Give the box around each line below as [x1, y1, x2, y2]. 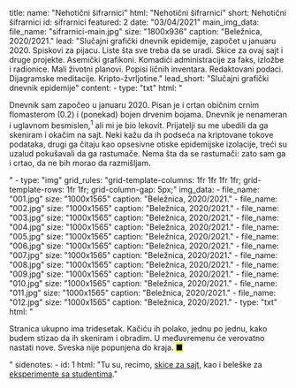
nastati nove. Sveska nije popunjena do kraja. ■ [9, 342, 184, 353]
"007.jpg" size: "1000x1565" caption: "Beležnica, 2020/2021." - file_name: [9, 249, 278, 260]
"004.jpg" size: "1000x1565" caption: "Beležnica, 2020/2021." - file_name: [9, 221, 280, 232]
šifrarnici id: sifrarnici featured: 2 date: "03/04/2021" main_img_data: [9, 17, 260, 27]
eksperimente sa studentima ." [9, 369, 118, 379]
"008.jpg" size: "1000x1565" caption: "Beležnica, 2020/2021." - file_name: [9, 259, 280, 270]
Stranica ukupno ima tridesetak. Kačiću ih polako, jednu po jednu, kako [9, 323, 268, 334]
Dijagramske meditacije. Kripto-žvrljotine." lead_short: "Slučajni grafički [9, 73, 269, 83]
